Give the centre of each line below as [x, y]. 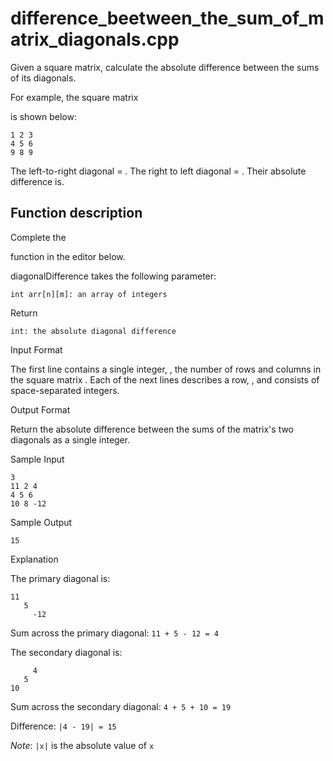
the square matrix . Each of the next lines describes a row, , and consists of [165, 379]
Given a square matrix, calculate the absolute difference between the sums [165, 67]
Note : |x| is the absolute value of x [82, 745]
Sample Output [41, 522]
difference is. [37, 181]
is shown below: [43, 116]
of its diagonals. [43, 78]
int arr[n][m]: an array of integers [89, 294]
